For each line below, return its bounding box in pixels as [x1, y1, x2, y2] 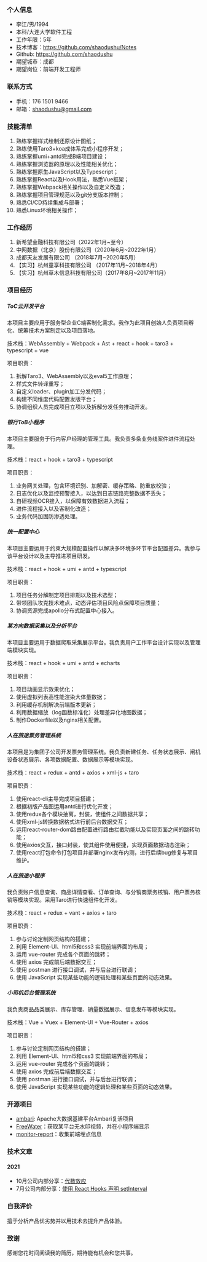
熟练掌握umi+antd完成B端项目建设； [15, 152, 109, 160]
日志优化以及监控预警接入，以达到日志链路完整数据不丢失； [15, 490, 167, 497]
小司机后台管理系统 [7, 988, 56, 996]
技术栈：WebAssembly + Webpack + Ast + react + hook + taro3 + [7, 340, 174, 347]
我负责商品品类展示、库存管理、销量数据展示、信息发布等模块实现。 [7, 1005, 179, 1012]
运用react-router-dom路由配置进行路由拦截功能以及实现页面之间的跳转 [15, 826, 195, 833]
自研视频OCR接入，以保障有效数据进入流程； [15, 497, 130, 505]
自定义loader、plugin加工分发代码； [15, 388, 107, 395]
